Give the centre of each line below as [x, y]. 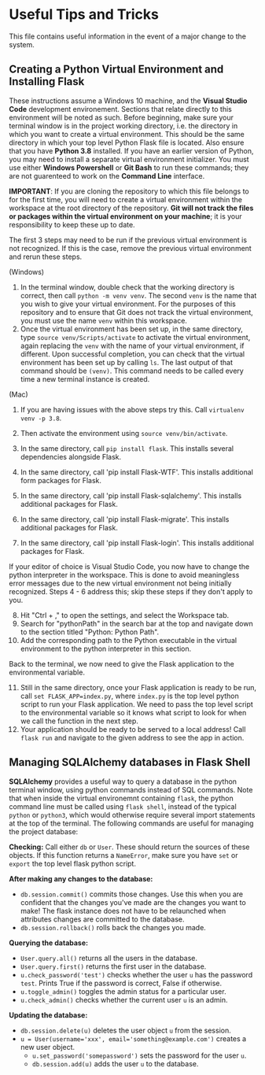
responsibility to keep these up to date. [72, 224]
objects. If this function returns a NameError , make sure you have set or [123, 855]
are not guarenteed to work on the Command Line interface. [107, 175]
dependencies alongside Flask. [70, 456]
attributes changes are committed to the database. [102, 919]
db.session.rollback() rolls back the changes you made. [113, 927]
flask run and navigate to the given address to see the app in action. [132, 737]
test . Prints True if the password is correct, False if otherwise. [121, 983]
